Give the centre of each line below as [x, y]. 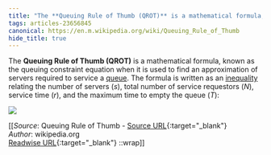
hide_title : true [38, 38]
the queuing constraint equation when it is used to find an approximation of [133, 70]
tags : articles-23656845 [50, 23]
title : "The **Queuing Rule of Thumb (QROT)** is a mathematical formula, [137, 16]
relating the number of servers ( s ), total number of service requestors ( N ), [131, 87]
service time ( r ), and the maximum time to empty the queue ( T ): [114, 95]
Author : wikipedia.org [44, 134]
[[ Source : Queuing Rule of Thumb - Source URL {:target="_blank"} [118, 126]
